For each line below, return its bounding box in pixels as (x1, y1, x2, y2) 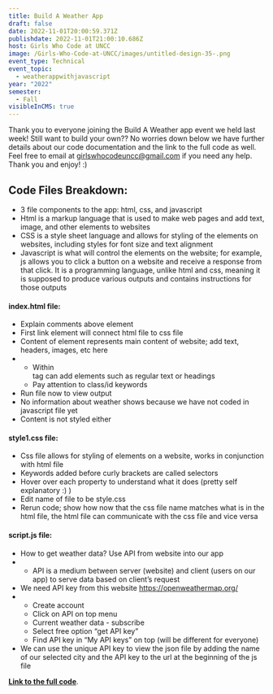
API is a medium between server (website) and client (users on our (32, 565, 256, 575)
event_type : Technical (8, 58, 85, 66)
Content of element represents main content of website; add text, (19, 337, 240, 347)
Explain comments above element (19, 319, 134, 330)
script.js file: (8, 530, 53, 539)
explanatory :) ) (19, 486, 71, 495)
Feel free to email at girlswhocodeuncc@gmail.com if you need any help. (8, 151, 253, 161)
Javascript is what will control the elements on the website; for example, (19, 247, 262, 257)
